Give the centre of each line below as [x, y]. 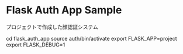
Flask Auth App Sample [64, 10]
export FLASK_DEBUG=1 [36, 45]
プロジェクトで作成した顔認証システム [52, 27]
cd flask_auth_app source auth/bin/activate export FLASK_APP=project [91, 38]
